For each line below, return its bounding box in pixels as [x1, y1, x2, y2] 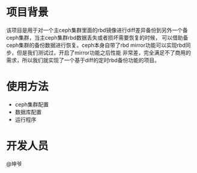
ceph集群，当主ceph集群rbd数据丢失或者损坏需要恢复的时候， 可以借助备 [6, 34, 189, 41]
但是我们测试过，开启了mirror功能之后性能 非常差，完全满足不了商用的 [16, 49, 191, 56]
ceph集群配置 [14, 100, 49, 108]
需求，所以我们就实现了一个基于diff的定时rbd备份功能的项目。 [6, 56, 160, 64]
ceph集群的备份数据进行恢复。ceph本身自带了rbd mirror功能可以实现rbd [6, 41, 186, 49]
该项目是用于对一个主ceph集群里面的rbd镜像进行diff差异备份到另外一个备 [6, 26, 188, 34]
